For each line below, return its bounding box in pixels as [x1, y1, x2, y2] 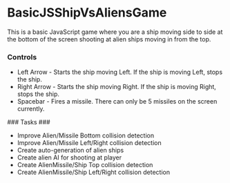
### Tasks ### [7, 118, 50, 126]
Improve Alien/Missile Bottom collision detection [17, 131, 154, 139]
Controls [7, 52, 37, 61]
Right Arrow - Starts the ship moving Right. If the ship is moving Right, [17, 83, 216, 91]
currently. [17, 105, 45, 113]
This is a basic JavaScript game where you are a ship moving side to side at [7, 28, 223, 36]
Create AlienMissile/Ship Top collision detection [17, 161, 153, 169]
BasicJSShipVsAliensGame [7, 5, 167, 21]
